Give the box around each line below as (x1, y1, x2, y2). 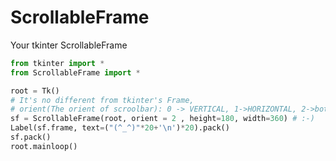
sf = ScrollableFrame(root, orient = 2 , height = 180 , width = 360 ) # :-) (10, 114, 315, 124)
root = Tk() (10, 86, 60, 96)
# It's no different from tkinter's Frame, (10, 95, 195, 105)
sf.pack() (10, 132, 52, 143)
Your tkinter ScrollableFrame (10, 39, 128, 51)
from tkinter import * (10, 58, 105, 68)
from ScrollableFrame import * (10, 67, 141, 78)
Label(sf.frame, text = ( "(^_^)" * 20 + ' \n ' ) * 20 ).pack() (10, 123, 230, 133)
